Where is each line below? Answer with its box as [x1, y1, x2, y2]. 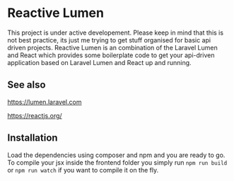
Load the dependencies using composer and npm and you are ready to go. [7, 151, 226, 159]
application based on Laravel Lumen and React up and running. [7, 58, 192, 66]
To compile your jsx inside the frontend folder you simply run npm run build [7, 158, 228, 167]
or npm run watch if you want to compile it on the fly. [7, 165, 159, 174]
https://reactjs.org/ [7, 111, 62, 119]
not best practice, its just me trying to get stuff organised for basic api [7, 35, 211, 44]
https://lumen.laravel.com [7, 98, 82, 106]
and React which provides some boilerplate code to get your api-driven [7, 51, 215, 59]
